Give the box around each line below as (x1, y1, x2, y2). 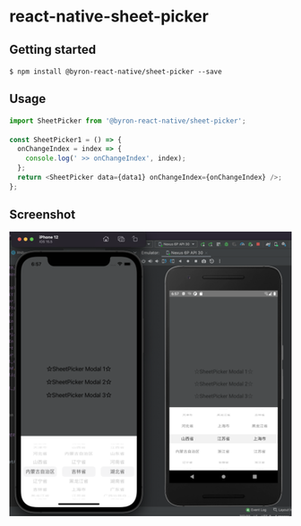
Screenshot (9, 208, 76, 223)
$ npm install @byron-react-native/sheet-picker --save (9, 67, 222, 76)
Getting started (9, 42, 97, 57)
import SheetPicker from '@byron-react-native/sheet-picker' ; (9, 116, 246, 125)
